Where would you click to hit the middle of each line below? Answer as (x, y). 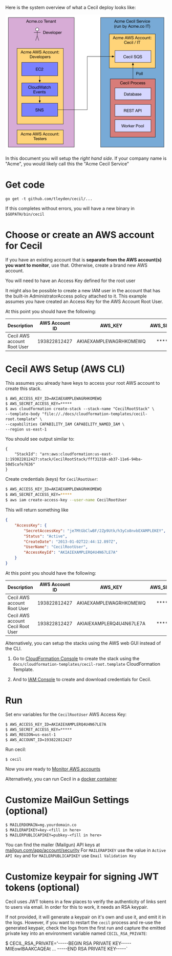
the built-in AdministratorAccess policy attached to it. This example (76, 296)
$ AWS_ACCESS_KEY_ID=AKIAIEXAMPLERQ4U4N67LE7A (56, 725)
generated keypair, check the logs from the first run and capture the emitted (85, 928)
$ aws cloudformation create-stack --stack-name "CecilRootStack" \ (80, 409)
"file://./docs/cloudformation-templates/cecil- (94, 414)
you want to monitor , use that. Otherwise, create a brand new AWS (76, 265)
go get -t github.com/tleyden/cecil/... (49, 199)
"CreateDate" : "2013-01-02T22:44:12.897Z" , (71, 541)
